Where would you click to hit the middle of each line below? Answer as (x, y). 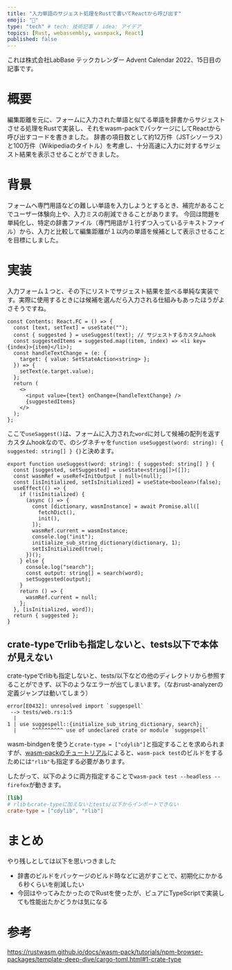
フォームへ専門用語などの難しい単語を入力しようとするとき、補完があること (116, 205)
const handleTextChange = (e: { (60, 353)
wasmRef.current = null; (61, 597)
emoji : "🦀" (23, 20)
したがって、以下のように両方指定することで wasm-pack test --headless (109, 776)
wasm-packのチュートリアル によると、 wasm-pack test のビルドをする (124, 752)
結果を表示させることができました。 (71, 155)
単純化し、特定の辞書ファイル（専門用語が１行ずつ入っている (95, 223)
